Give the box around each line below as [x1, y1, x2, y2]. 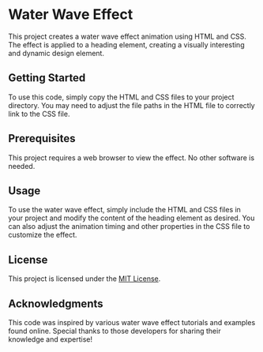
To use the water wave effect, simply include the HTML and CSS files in [8, 205, 241, 215]
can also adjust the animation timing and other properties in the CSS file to [8, 222, 250, 231]
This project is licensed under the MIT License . [8, 274, 161, 283]
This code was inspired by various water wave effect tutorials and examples [8, 318, 256, 327]
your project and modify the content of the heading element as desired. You [8, 213, 255, 223]
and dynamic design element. [8, 48, 105, 58]
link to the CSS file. [8, 109, 70, 118]
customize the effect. [8, 230, 77, 240]
